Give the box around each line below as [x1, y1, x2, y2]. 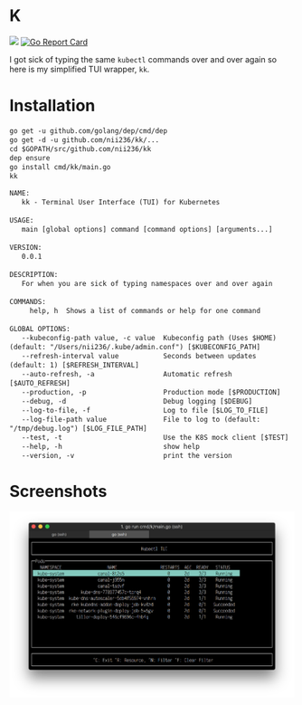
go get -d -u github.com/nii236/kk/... [9, 135, 160, 145]
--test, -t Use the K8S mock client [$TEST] [21, 433, 289, 442]
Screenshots [9, 481, 108, 502]
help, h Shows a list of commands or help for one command [29, 306, 260, 315]
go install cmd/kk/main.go [9, 162, 111, 172]
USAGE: [9, 215, 34, 224]
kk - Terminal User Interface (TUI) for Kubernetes [21, 197, 221, 206]
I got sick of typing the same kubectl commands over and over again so [9, 53, 278, 64]
